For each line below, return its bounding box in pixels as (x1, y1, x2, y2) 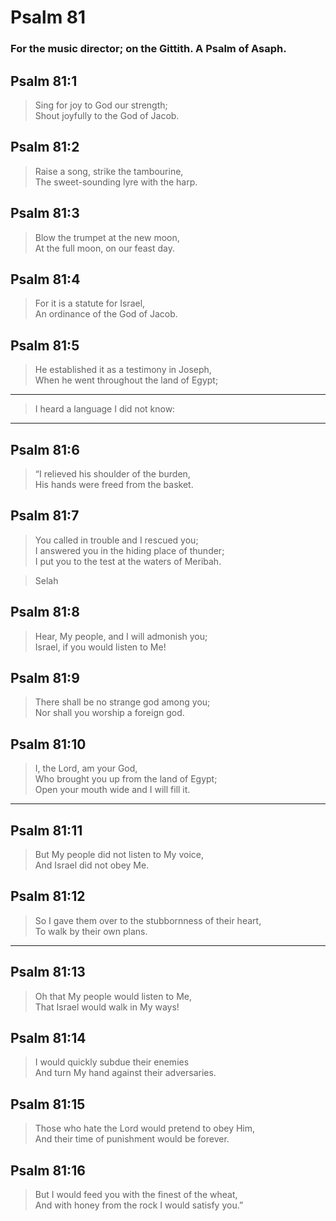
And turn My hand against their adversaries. (34, 1067, 217, 1079)
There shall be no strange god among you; (34, 696, 211, 708)
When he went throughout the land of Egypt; (34, 374, 219, 386)
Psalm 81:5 (10, 337, 80, 354)
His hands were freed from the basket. (34, 478, 194, 490)
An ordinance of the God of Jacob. (34, 308, 178, 320)
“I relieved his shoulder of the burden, (34, 467, 191, 480)
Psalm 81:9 (10, 670, 80, 686)
